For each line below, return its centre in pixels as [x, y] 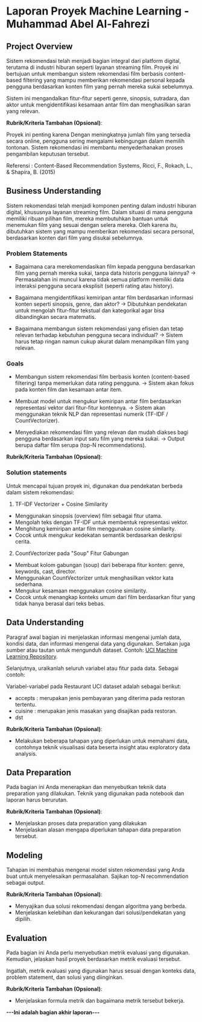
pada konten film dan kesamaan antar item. [68, 390]
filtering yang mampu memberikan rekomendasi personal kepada [104, 80]
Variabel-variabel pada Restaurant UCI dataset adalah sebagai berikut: [94, 686]
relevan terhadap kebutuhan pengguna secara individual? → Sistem [99, 335]
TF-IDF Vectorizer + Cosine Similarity [62, 504]
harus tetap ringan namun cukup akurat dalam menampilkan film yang [102, 342]
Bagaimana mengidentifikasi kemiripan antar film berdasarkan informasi [104, 298]
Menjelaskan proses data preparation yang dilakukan [81, 824]
